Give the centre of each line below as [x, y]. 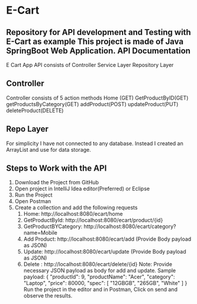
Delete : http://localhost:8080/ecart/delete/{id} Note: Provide [98, 264]
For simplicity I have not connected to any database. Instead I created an [95, 143]
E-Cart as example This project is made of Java [95, 41]
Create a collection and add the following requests [76, 207]
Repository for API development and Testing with [98, 32]
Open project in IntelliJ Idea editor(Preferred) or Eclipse [82, 189]
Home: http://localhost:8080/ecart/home [73, 214]
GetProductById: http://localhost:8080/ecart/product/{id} [93, 220]
